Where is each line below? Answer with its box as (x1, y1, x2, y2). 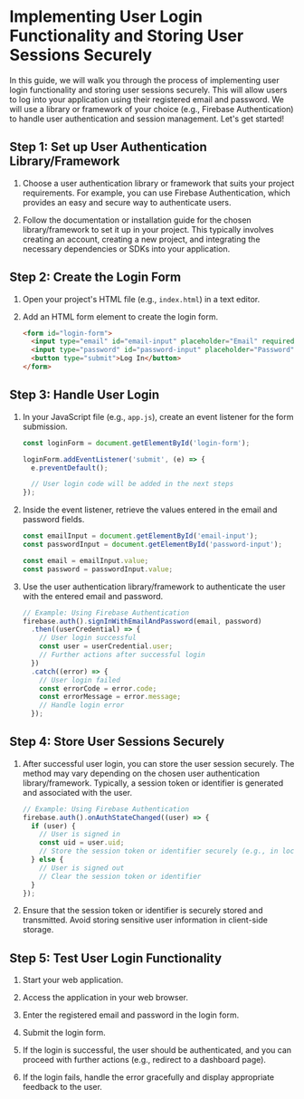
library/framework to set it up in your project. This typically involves (22, 224, 274, 234)
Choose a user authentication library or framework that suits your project (22, 177, 295, 188)
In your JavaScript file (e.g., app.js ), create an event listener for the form (22, 411, 294, 422)
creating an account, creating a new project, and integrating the (22, 234, 261, 244)
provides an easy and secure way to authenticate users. (22, 196, 233, 207)
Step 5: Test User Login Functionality (9, 951, 223, 966)
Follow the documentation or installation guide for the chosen (22, 215, 252, 225)
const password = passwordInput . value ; (22, 564, 174, 574)
